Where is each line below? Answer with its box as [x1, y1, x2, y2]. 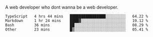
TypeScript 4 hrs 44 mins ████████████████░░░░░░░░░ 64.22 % [5, 14, 149, 19]
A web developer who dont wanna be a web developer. [5, 4, 119, 10]
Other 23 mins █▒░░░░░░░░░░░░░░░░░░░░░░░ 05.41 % [5, 27, 149, 32]
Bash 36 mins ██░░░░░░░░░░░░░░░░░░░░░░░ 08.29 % [5, 22, 149, 27]
